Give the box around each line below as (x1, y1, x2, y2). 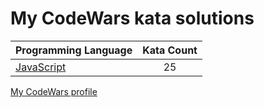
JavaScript (15, 60, 67, 74)
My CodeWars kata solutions (10, 7, 255, 30)
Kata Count (142, 43, 198, 57)
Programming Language (15, 43, 133, 57)
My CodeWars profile (10, 85, 98, 97)
